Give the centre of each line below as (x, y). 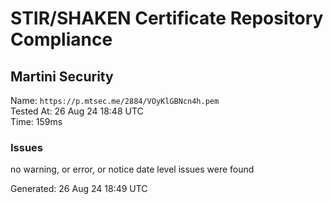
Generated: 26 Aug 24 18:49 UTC (79, 189)
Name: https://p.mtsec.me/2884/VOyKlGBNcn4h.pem (115, 100)
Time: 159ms (36, 121)
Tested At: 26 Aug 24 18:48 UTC (77, 111)
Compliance (61, 39)
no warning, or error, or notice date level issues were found (132, 169)
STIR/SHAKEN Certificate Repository (167, 18)
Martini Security (62, 76)
